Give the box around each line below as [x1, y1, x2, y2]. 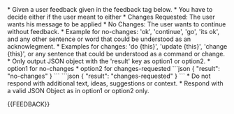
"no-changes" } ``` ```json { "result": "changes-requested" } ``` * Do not [7, 72, 211, 80]
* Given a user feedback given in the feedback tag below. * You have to [7, 6, 213, 13]
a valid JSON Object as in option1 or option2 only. [7, 87, 149, 95]
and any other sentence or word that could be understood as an [7, 35, 191, 43]
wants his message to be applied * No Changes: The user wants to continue [7, 20, 226, 28]
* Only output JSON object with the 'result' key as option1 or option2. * [7, 57, 211, 65]
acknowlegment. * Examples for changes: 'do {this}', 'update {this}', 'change [7, 42, 228, 50]
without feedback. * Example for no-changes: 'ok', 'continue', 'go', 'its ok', [7, 28, 220, 35]
